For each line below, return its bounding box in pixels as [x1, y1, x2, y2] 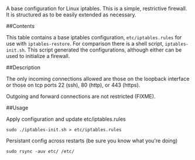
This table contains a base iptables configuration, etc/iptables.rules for [6, 34, 182, 40]
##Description [6, 64, 41, 71]
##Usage [6, 104, 29, 111]
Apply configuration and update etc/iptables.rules [6, 115, 126, 122]
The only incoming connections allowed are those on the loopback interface [6, 76, 190, 82]
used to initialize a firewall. [6, 53, 70, 59]
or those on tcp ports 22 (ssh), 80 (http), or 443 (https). [6, 81, 141, 88]
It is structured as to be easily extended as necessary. [6, 11, 136, 18]
